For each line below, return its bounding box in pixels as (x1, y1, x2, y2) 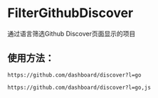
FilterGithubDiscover (7, 5, 134, 21)
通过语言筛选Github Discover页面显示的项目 (7, 29, 136, 38)
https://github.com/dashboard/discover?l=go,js (7, 84, 152, 91)
